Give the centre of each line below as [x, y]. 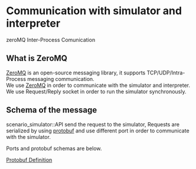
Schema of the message [52, 110]
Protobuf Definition [29, 160]
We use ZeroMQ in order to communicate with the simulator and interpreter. [98, 85]
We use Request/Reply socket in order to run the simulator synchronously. [96, 91]
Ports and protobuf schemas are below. [54, 148]
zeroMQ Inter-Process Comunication [51, 40]
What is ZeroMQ [37, 58]
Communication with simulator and [94, 11]
